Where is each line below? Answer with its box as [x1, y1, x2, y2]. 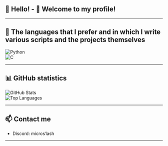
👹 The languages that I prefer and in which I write [5, 28, 161, 36]
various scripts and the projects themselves [5, 35, 145, 44]
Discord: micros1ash [12, 130, 54, 136]
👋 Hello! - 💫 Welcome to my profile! [5, 5, 116, 13]
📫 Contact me [5, 114, 51, 123]
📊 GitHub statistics [5, 74, 67, 82]
